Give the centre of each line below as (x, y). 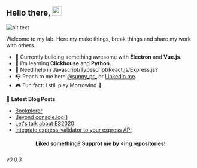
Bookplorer (29, 111)
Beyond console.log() (41, 117)
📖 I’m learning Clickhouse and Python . (63, 63)
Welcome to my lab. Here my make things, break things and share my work (99, 39)
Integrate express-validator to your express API (73, 130)
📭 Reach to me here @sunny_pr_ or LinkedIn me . (75, 76)
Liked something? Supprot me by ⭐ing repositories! (101, 143)
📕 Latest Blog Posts (31, 99)
